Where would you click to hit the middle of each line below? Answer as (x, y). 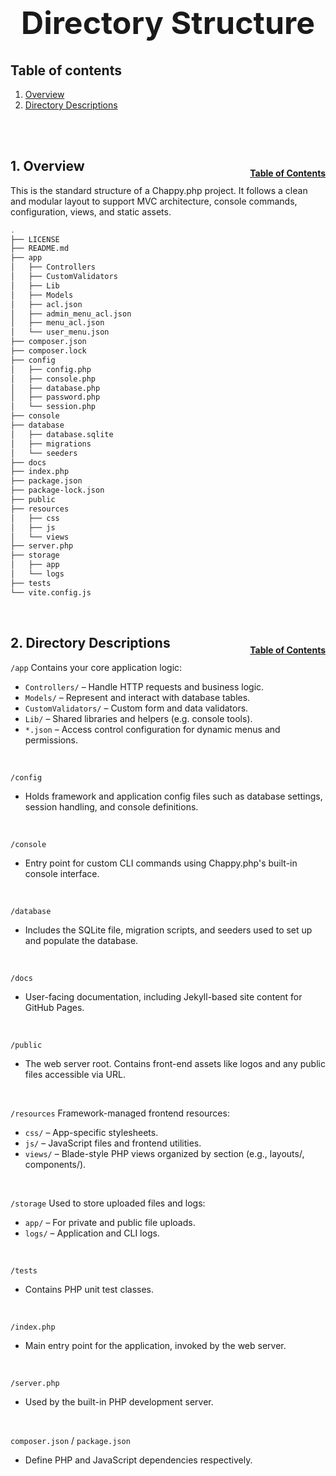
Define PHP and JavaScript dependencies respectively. (138, 1460)
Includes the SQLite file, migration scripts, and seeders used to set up (168, 930)
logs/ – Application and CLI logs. (92, 1233)
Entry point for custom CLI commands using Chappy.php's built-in (161, 863)
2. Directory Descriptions (90, 643)
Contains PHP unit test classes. (89, 1289)
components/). (55, 1164)
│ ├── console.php (53, 379)
